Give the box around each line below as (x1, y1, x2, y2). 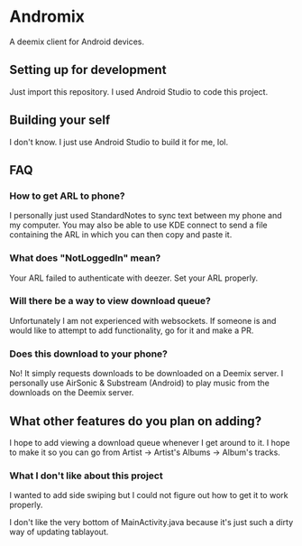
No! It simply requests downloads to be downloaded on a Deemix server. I (9, 368, 284, 379)
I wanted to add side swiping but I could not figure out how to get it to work (9, 490, 288, 501)
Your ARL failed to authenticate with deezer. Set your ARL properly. (9, 273, 259, 283)
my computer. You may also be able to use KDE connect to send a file (9, 219, 268, 231)
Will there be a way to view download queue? (9, 295, 212, 308)
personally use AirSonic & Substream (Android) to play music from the (9, 377, 270, 389)
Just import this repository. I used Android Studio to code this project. (9, 86, 269, 97)
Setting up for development (9, 62, 167, 78)
